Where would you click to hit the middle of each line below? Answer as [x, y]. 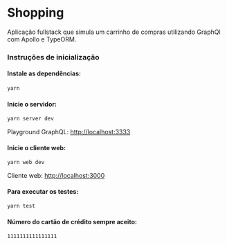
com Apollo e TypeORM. [42, 39]
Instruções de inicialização [53, 57]
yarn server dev [30, 119]
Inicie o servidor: [32, 104]
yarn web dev [26, 163]
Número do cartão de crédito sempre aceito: [72, 221]
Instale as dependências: [44, 73]
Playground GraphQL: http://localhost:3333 [69, 132]
